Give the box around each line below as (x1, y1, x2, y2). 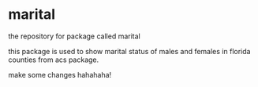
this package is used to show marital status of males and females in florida (8, 46, 251, 56)
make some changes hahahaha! (8, 70, 112, 79)
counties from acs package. (8, 55, 99, 64)
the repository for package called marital (8, 31, 140, 41)
